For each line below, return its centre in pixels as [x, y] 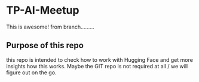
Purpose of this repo [45, 45]
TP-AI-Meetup [43, 10]
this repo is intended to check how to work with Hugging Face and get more [99, 59]
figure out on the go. [31, 72]
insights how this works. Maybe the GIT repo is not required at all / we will [97, 66]
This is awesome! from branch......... [50, 27]
